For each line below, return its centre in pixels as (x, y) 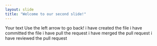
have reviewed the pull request (36, 38)
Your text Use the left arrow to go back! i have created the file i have (74, 28)
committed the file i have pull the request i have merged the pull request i (79, 33)
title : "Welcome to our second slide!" (46, 14)
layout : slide (20, 9)
